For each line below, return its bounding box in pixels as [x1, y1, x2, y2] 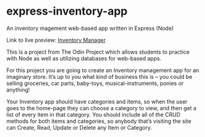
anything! [6, 86, 31, 93]
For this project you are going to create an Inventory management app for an [6, 66, 199, 74]
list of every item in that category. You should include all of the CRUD [6, 111, 181, 118]
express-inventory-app [6, 4, 128, 18]
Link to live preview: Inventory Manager [6, 36, 106, 43]
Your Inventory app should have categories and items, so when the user [6, 98, 188, 105]
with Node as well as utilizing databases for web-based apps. [6, 54, 162, 62]
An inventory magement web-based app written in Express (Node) [6, 24, 174, 32]
